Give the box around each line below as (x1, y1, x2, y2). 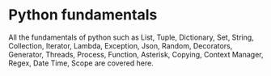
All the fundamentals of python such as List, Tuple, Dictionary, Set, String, (8, 32, 255, 42)
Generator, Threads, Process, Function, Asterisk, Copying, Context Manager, (8, 49, 264, 59)
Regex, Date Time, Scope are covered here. (8, 58, 154, 68)
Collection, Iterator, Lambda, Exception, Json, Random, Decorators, (8, 40, 233, 50)
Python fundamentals (8, 6, 158, 24)
